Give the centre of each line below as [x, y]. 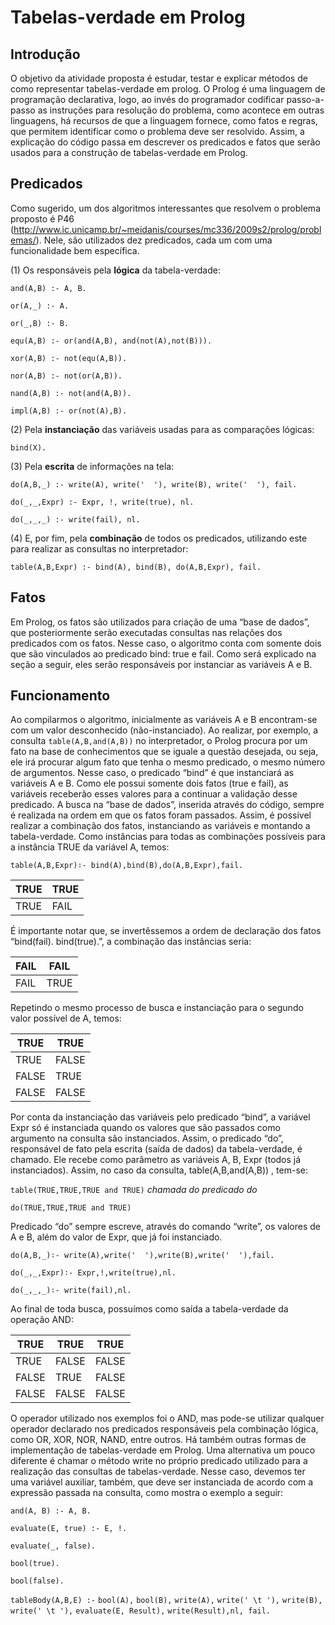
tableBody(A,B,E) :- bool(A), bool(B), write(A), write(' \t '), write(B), [166, 1601]
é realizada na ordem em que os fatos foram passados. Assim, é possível [161, 815]
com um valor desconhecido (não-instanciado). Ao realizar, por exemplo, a [164, 730]
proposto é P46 [42, 218]
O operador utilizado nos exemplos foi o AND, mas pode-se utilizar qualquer [167, 1418]
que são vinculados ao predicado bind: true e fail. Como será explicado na [163, 653]
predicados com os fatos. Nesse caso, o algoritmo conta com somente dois [166, 643]
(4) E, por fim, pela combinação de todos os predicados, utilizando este [159, 538]
